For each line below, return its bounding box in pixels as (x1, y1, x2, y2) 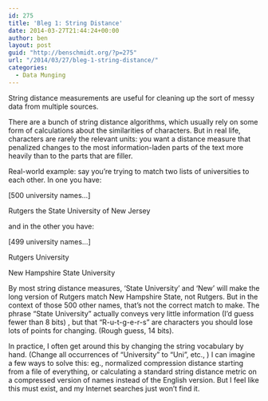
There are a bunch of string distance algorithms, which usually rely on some (8, 117, 258, 126)
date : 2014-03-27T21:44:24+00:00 (8, 26, 120, 34)
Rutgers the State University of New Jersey (8, 205, 151, 216)
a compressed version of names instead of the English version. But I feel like (8, 375, 259, 384)
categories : (8, 64, 48, 72)
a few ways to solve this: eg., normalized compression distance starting (8, 358, 244, 367)
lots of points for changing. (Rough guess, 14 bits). (8, 325, 174, 335)
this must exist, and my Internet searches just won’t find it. (8, 383, 200, 393)
